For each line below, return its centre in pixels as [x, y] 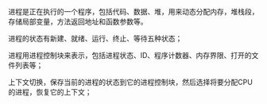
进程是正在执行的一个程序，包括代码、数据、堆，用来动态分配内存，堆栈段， [133, 12]
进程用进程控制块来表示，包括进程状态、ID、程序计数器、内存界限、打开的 [130, 55]
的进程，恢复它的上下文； [50, 92]
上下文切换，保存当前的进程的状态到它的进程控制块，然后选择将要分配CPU [130, 82]
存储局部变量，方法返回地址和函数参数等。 [78, 21]
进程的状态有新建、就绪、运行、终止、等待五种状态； [95, 39]
